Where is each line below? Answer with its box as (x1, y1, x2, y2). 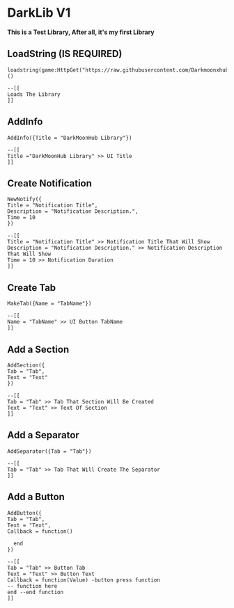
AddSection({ (7, 362, 45, 369)
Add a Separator (7, 429, 80, 441)
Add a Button (7, 491, 65, 503)
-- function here (7, 582, 58, 589)
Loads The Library (7, 90, 61, 98)
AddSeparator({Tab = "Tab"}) (7, 447, 92, 455)
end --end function (7, 589, 64, 595)
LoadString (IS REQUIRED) (7, 48, 123, 60)
